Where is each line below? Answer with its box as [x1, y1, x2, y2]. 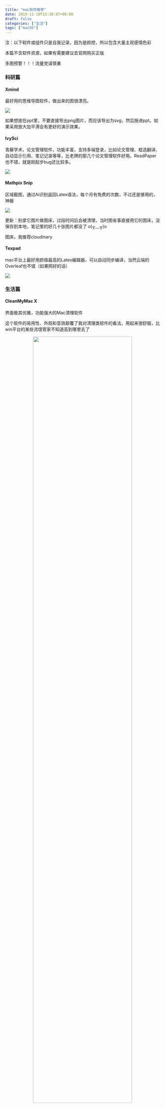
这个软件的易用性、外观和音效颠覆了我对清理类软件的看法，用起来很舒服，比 [5, 320, 160, 326]
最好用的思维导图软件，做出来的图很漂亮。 [5, 98, 91, 104]
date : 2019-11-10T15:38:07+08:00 [5, 12, 74, 17]
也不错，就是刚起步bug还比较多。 [5, 159, 74, 165]
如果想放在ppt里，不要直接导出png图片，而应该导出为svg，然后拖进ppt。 [5, 117, 154, 123]
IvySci [5, 135, 19, 141]
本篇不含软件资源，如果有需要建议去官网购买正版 [5, 50, 104, 56]
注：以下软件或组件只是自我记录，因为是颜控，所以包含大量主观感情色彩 [5, 40, 151, 46]
